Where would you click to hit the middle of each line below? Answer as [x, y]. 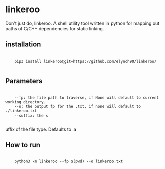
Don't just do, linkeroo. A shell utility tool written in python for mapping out [82, 23]
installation [23, 45]
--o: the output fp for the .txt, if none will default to [78, 106]
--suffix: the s [32, 115]
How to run [23, 145]
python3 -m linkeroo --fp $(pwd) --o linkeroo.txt [69, 162]
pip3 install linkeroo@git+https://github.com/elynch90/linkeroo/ [86, 61]
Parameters [24, 81]
